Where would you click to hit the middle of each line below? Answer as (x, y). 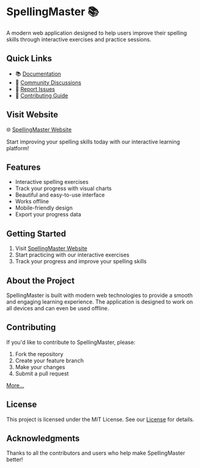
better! (15, 459)
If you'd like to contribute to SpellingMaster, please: (71, 342)
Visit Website (32, 115)
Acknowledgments (43, 438)
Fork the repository (39, 354)
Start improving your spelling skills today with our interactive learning (93, 142)
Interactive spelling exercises (52, 182)
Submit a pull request (42, 373)
